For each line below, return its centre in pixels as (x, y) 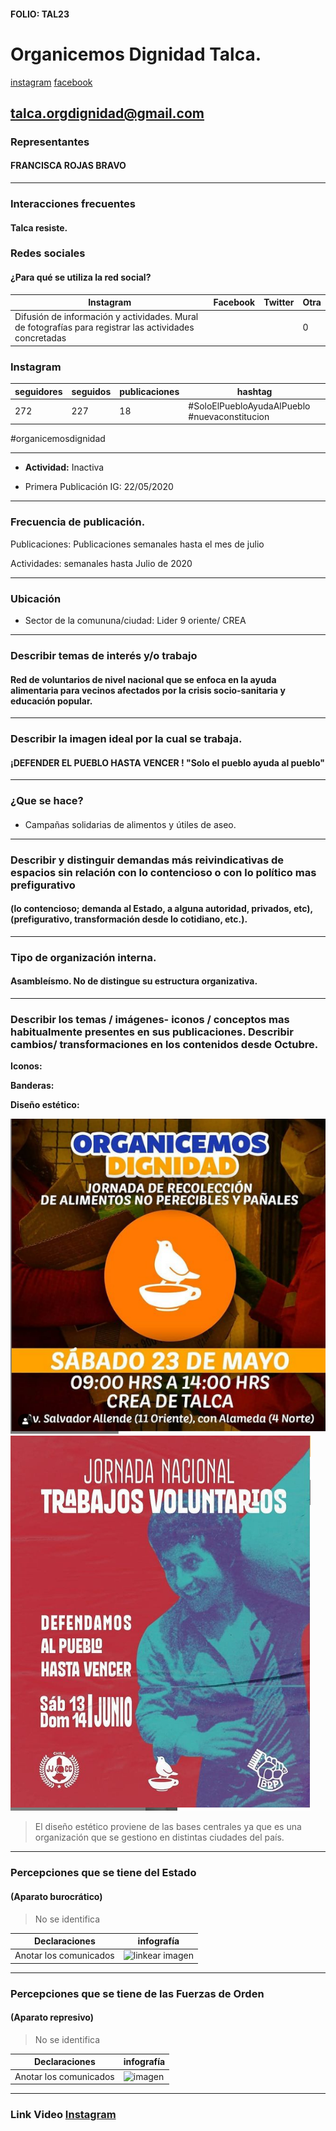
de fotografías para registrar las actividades (104, 327)
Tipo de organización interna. (83, 957)
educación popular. (51, 701)
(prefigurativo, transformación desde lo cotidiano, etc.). (129, 919)
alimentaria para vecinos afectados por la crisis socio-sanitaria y (148, 690)
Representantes (50, 142)
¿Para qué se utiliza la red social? (81, 277)
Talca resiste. (39, 227)
